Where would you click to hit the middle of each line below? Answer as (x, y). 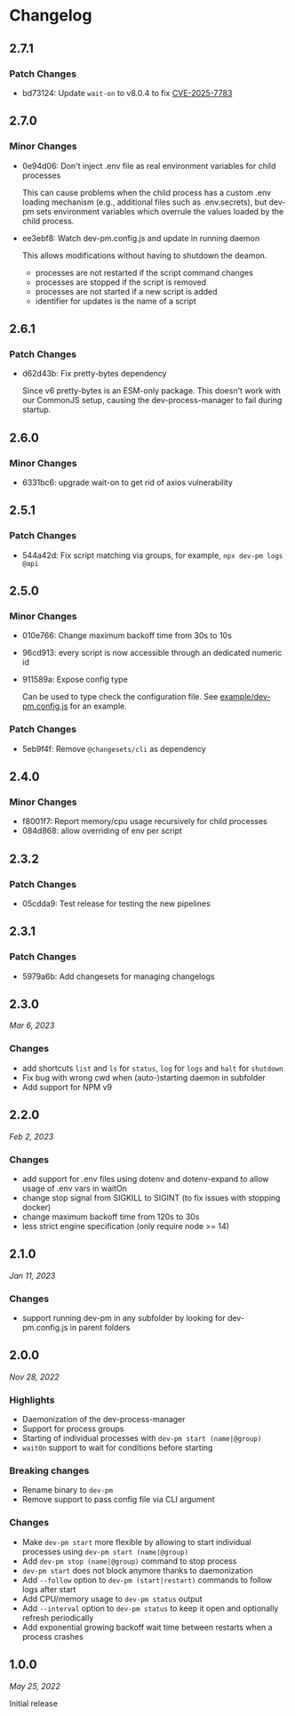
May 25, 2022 (35, 1686)
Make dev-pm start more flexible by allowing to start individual (136, 1542)
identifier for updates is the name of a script (116, 301)
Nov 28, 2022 (34, 1377)
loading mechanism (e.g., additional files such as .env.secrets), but (144, 202)
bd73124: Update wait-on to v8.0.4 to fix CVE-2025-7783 (127, 93)
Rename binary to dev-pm (68, 1490)
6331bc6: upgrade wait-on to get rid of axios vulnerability (128, 482)
